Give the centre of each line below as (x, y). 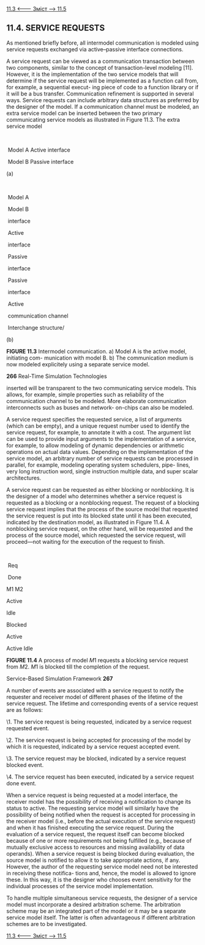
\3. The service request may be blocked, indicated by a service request (96, 758)
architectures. (24, 478)
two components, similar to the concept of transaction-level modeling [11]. (100, 67)
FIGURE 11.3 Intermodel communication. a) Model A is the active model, (97, 351)
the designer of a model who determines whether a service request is (94, 496)
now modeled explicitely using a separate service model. (78, 364)
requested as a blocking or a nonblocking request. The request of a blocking (103, 502)
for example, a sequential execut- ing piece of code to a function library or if (102, 87)
